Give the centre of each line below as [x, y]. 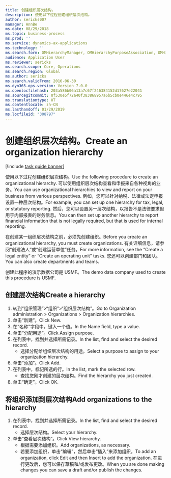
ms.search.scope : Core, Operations [43, 67]
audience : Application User [35, 57]
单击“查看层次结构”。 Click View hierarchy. [57, 439]
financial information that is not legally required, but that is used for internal [84, 221]
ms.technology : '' [25, 48]
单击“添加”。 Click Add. [37, 363]
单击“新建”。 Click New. [37, 320]
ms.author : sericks [26, 76]
